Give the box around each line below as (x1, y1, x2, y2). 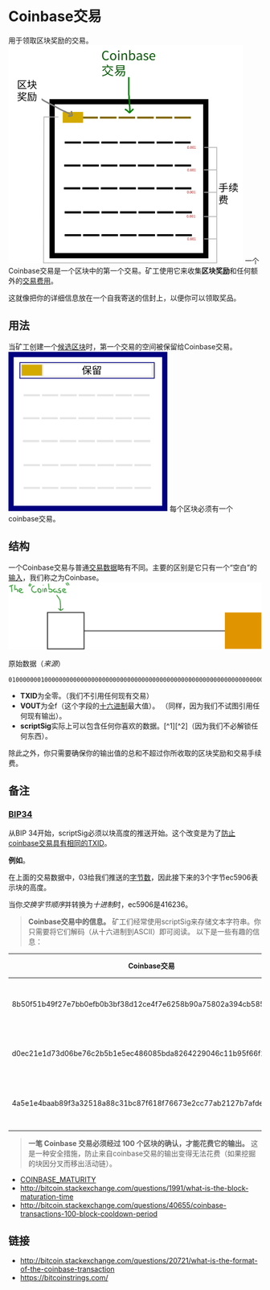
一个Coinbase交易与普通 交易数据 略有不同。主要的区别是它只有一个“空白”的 (8, 563, 257, 572)
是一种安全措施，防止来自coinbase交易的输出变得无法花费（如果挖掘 (27, 1148, 256, 1158)
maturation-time (19, 1192, 74, 1201)
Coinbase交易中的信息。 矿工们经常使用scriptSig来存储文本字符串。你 (27, 917, 261, 926)
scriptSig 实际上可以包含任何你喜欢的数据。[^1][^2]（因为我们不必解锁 (19, 721, 252, 731)
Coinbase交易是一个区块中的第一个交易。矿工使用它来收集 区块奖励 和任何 (8, 266, 252, 275)
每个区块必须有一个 (169, 504, 233, 513)
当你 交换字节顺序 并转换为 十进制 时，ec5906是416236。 (8, 899, 193, 909)
